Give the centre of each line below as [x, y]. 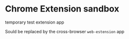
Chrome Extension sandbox [62, 9]
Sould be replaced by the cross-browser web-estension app [65, 31]
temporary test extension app [35, 22]
